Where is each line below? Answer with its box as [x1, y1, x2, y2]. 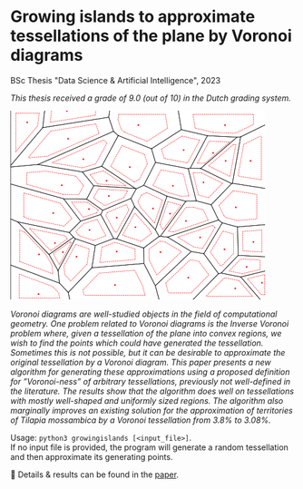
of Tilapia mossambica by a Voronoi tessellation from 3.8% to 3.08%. [10, 415, 271, 425]
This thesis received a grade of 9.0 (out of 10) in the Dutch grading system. [10, 93, 291, 103]
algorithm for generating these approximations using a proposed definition [10, 366, 290, 377]
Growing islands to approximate [10, 6, 256, 27]
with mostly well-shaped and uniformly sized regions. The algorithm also [10, 395, 284, 406]
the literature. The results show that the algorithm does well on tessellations [10, 386, 294, 396]
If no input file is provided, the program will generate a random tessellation [10, 442, 289, 453]
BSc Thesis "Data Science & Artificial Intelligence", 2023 [10, 74, 221, 85]
